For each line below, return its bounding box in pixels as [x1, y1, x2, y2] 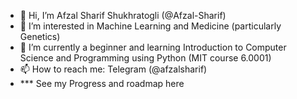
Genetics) [19, 31, 61, 42]
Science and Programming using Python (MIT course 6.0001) [19, 52, 272, 64]
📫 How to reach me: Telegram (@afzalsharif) [19, 63, 208, 75]
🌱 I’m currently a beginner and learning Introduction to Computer [19, 41, 287, 53]
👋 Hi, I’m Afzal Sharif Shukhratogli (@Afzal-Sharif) [19, 10, 227, 21]
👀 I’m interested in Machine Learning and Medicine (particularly [19, 20, 282, 32]
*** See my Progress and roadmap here [19, 78, 185, 89]
